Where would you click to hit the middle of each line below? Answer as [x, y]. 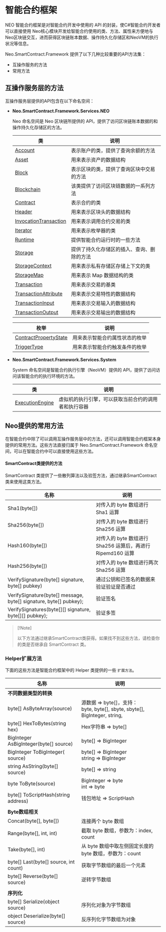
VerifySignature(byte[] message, [46, 595]
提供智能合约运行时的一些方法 [106, 240]
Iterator [23, 230]
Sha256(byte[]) [26, 525]
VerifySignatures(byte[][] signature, [49, 609]
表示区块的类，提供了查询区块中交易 [113, 169]
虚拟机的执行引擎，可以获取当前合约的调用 [108, 399]
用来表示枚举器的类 [93, 231]
